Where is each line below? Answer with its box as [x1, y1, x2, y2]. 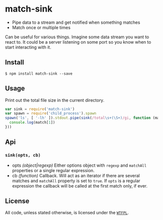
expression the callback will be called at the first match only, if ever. [12, 183, 148, 189]
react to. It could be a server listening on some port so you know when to [5, 39, 151, 45]
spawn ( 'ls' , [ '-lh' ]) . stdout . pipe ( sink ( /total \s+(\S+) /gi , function [5, 115, 151, 121]
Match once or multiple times [12, 24, 71, 30]
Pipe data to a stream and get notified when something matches [12, 19, 141, 25]
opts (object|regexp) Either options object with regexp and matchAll [12, 162, 147, 168]
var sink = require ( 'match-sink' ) [5, 107, 75, 111]
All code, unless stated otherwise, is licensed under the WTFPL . [5, 210, 129, 216]
